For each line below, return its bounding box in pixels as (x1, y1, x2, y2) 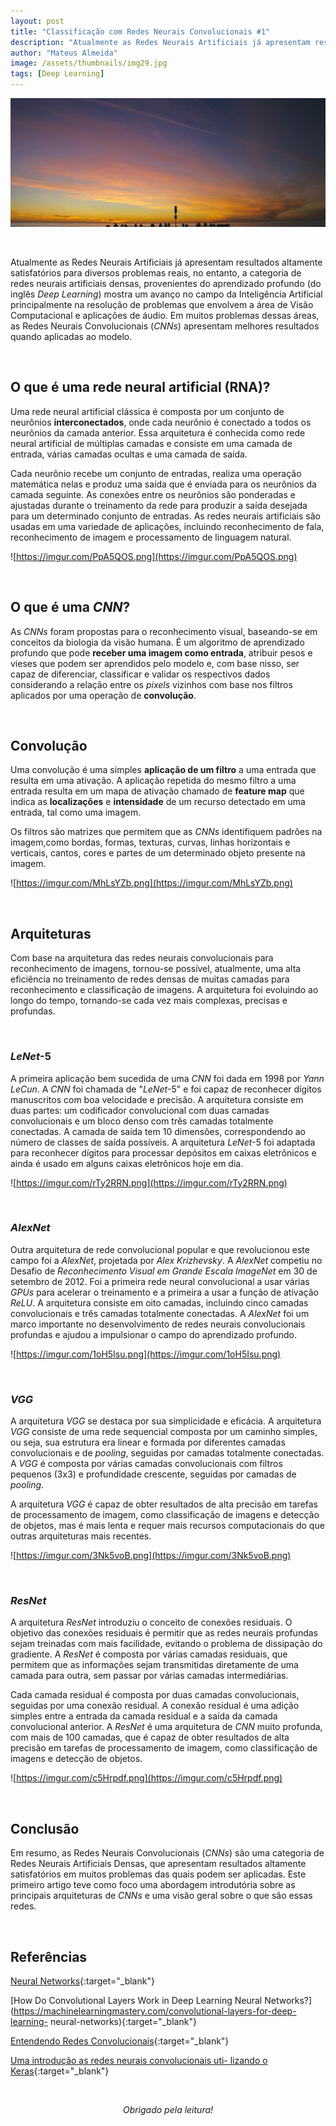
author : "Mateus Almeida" (10, 48, 118, 58)
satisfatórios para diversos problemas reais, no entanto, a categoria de (10, 267, 302, 279)
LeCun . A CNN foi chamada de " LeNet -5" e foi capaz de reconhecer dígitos (10, 1083, 322, 1095)
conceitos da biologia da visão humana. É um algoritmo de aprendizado (10, 636, 305, 648)
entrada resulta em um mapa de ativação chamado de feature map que (10, 785, 305, 797)
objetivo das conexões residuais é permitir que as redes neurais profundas (10, 1627, 318, 1639)
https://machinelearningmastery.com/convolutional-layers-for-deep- (13, 2005, 297, 2017)
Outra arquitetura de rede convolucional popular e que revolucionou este (10, 1243, 310, 1255)
